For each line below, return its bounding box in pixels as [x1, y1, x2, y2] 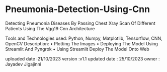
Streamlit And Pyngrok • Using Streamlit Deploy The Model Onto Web [5, 46, 149, 52]
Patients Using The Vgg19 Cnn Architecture [5, 25, 95, 31]
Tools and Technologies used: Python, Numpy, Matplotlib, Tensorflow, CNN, [5, 35, 162, 41]
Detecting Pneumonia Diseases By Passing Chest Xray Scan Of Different [5, 20, 156, 26]
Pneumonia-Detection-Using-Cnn [5, 4, 150, 15]
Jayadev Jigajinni [5, 61, 42, 67]
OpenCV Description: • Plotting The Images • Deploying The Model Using [5, 40, 158, 46]
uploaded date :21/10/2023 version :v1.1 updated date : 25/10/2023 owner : [5, 55, 160, 61]
